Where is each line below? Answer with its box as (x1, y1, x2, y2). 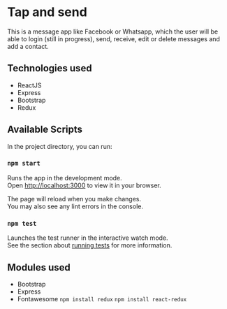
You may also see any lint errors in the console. (7, 202, 143, 210)
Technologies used (7, 62, 92, 74)
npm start (7, 159, 41, 168)
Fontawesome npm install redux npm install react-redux (17, 294, 187, 303)
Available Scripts (7, 124, 82, 136)
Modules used (7, 261, 71, 273)
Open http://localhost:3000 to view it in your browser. (7, 181, 162, 189)
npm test (7, 220, 37, 227)
